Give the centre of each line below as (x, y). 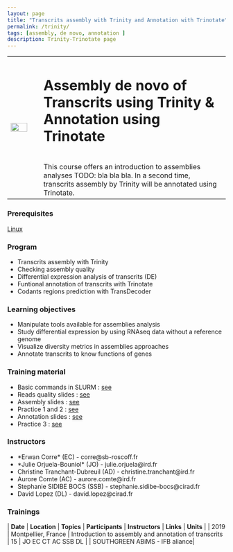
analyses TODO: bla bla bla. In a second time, (117, 175)
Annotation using (102, 119)
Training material (36, 372)
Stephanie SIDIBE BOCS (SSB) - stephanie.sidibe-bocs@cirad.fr (109, 486)
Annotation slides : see (50, 416)
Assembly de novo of (115, 85)
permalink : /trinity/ (38, 26)
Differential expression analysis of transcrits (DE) (87, 276)
